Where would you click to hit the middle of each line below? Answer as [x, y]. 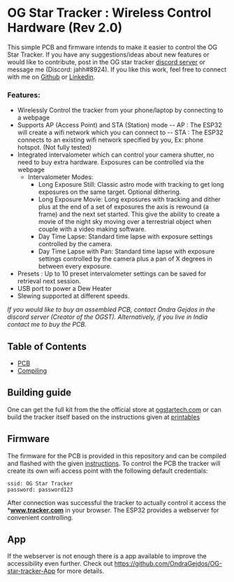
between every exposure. [75, 267]
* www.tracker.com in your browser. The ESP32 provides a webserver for [113, 510]
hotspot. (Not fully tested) [54, 148]
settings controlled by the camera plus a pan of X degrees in [125, 259]
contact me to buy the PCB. [47, 325]
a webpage [34, 118]
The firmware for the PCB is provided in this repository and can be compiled [117, 455]
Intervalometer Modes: [60, 177]
